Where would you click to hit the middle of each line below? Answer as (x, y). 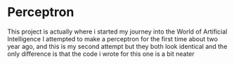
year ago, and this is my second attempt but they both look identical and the (117, 46)
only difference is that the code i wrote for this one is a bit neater (101, 54)
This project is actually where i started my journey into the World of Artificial (117, 31)
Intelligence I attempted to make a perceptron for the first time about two (112, 38)
